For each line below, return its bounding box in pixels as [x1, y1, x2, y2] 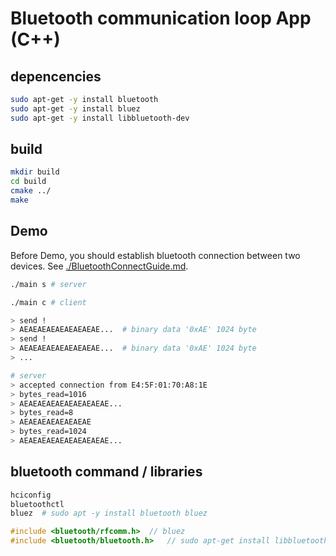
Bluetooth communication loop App [10, 7, 312, 30]
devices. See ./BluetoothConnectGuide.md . [10, 260, 189, 272]
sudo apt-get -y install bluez [10, 103, 141, 114]
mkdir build [10, 167, 60, 177]
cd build [10, 177, 47, 187]
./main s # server [10, 279, 87, 289]
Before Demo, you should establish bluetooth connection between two [10, 249, 301, 261]
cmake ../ [10, 186, 52, 196]
